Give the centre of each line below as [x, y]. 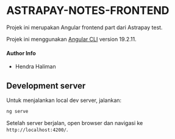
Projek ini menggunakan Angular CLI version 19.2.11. [71, 39]
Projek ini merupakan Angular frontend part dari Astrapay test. [84, 27]
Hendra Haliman [35, 67]
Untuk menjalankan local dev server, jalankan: [64, 100]
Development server [46, 86]
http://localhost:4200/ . [37, 129]
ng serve [17, 111]
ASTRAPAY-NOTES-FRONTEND [88, 11]
